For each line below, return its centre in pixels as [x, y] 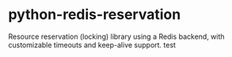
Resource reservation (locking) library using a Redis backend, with [116, 36]
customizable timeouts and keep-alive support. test [92, 44]
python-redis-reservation [95, 15]
